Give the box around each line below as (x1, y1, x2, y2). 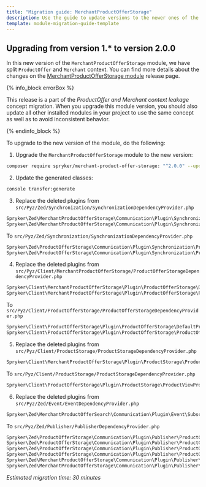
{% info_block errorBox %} (6, 84, 75, 92)
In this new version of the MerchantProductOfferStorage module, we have (6, 59, 191, 67)
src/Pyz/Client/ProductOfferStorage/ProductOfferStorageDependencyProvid (6, 308, 199, 314)
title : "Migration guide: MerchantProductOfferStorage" (6, 9, 152, 15)
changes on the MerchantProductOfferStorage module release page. (6, 72, 180, 80)
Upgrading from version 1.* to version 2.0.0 (6, 43, 176, 53)
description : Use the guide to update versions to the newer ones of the (6, 15, 199, 21)
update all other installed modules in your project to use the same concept (6, 109, 194, 116)
